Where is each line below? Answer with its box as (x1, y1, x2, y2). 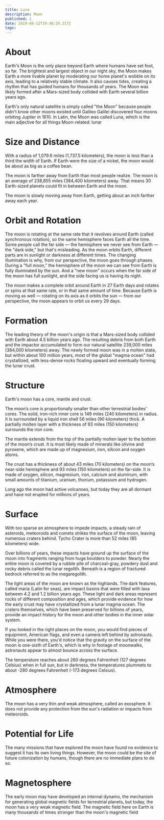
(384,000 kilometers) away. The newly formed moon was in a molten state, (5, 347, 157, 353)
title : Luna (5, 7, 29, 12)
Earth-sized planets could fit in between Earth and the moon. (5, 183, 128, 189)
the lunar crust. (5, 363, 36, 369)
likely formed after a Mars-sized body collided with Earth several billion (5, 89, 148, 95)
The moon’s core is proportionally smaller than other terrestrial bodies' (5, 405, 147, 411)
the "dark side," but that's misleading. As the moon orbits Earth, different (5, 246, 152, 253)
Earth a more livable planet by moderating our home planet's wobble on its (5, 73, 156, 79)
